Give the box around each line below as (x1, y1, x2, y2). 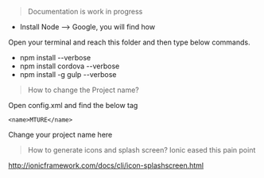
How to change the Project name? (27, 85, 139, 95)
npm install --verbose (19, 53, 91, 62)
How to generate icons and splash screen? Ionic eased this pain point (27, 145, 256, 154)
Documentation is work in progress (27, 7, 143, 16)
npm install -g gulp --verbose (19, 70, 117, 79)
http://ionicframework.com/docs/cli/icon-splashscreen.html (8, 161, 204, 170)
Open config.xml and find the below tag (8, 101, 138, 110)
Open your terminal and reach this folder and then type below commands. (8, 37, 250, 47)
